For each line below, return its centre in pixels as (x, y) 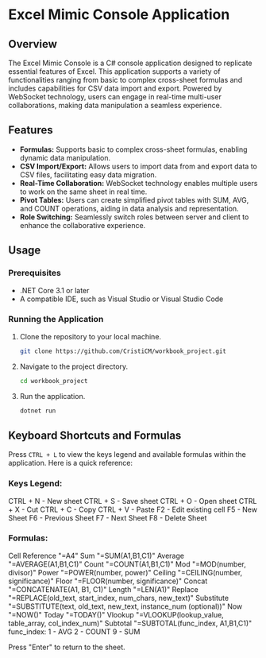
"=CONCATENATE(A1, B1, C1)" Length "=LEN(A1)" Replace (103, 589)
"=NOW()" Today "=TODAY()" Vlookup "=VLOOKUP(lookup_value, (116, 614)
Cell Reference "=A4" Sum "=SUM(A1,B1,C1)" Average (96, 555)
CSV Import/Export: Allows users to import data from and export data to (139, 166)
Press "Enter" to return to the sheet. (67, 647)
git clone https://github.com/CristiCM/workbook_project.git (123, 351)
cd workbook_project (54, 381)
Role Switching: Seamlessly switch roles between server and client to (134, 217)
